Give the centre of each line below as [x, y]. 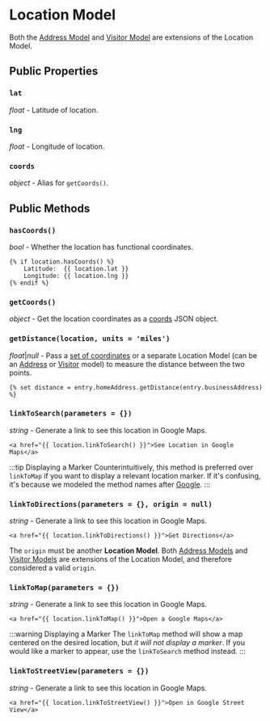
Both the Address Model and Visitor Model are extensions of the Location [131, 37]
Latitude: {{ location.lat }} [76, 268]
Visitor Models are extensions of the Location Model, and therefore [121, 559]
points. [21, 373]
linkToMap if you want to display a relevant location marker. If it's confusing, [135, 475]
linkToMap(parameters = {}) [64, 588]
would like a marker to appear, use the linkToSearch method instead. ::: [127, 651]
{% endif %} [29, 283]
